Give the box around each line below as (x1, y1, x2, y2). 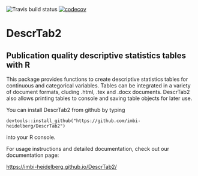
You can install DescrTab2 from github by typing (6, 107, 125, 113)
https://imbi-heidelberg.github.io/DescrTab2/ (6, 163, 117, 170)
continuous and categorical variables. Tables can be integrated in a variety (6, 82, 191, 89)
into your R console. (6, 133, 56, 141)
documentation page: (6, 151, 59, 159)
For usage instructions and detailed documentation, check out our (6, 145, 170, 152)
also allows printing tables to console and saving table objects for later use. (6, 95, 193, 102)
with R (6, 60, 31, 70)
